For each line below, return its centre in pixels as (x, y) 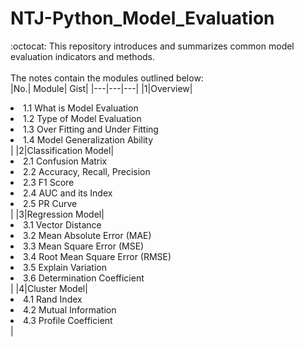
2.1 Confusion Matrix (65, 161)
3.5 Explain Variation (65, 267)
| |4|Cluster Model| (49, 288)
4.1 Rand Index (53, 299)
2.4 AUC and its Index (68, 193)
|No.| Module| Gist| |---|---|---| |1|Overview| (101, 88)
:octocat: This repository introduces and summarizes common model (152, 46)
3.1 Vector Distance (62, 224)
